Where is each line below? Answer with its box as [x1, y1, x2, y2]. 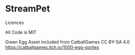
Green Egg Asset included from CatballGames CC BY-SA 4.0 [5, 38, 130, 45]
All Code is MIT [5, 29, 36, 35]
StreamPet [5, 3, 50, 14]
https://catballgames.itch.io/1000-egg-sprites [5, 44, 99, 50]
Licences [5, 19, 24, 25]
